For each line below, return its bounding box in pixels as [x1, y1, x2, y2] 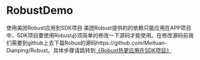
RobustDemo [6, 4, 73, 17]
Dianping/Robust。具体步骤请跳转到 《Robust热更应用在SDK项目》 [6, 46, 172, 54]
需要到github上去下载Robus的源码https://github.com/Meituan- [11, 39, 167, 46]
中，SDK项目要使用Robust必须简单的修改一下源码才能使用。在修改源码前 [6, 31, 189, 39]
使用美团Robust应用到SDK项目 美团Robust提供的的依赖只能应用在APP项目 [6, 24, 192, 31]
